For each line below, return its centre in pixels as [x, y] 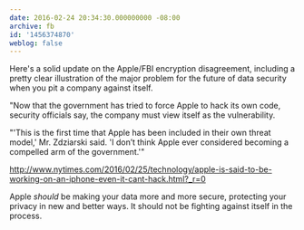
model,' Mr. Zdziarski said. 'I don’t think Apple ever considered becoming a [149, 142]
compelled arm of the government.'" [77, 152]
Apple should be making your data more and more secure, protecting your [148, 196]
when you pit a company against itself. [81, 88]
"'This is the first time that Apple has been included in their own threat [140, 133]
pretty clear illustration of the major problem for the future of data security [148, 79]
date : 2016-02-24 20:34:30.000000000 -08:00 [95, 18]
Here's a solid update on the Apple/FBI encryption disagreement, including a [152, 69]
